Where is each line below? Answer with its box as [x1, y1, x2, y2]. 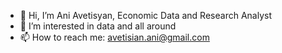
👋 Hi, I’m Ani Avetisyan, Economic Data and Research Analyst [19, 10, 272, 21]
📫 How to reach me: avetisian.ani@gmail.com [19, 31, 210, 43]
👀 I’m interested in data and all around [19, 20, 177, 32]
